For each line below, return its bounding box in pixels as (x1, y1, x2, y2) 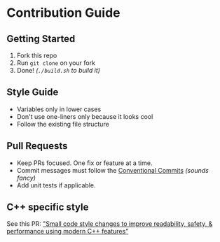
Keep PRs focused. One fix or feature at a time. (16, 159, 153, 167)
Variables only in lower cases (16, 105, 102, 113)
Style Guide (6, 86, 59, 99)
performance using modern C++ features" (6, 227, 129, 236)
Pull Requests (6, 140, 68, 152)
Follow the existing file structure (16, 120, 109, 128)
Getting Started (6, 33, 76, 45)
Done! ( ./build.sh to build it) (16, 66, 101, 74)
